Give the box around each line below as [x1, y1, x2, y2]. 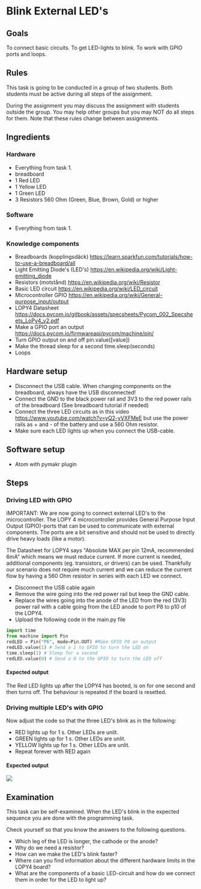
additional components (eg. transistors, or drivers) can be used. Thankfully [6, 559, 191, 567]
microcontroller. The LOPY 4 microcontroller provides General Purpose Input [6, 516, 196, 523]
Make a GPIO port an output [14, 324, 85, 331]
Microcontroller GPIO [14, 292, 67, 299]
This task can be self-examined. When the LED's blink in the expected [6, 808, 180, 816]
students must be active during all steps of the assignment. [6, 90, 153, 97]
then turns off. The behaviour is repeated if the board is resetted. [6, 688, 167, 695]
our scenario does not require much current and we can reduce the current [6, 566, 192, 573]
